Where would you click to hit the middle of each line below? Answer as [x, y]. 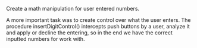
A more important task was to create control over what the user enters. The [98, 20]
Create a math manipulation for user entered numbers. [73, 9]
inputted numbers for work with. [46, 39]
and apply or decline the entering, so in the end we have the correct [89, 33]
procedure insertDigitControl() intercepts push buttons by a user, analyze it [98, 26]
